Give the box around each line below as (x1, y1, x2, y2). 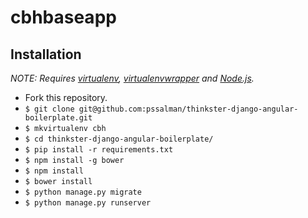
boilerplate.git (24, 113, 93, 123)
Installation (10, 46, 82, 63)
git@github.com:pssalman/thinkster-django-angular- (78, 104, 299, 114)
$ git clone (24, 104, 75, 114)
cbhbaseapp (10, 6, 117, 29)
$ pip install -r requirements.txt (24, 145, 174, 155)
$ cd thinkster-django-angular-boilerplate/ (24, 134, 214, 144)
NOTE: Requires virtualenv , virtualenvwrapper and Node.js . (10, 72, 255, 84)
